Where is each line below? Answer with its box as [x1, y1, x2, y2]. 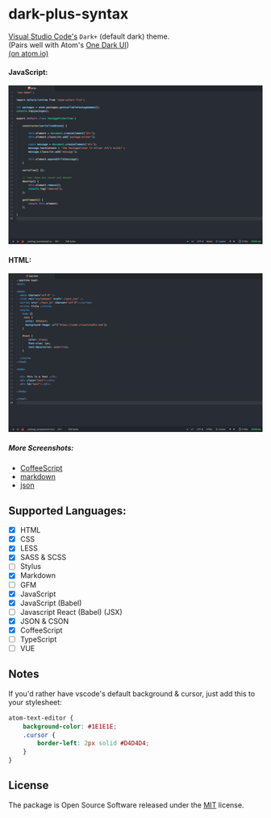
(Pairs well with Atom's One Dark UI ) [8, 39, 130, 49]
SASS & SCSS [19, 553, 67, 563]
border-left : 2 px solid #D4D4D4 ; [37, 739, 150, 748]
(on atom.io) [8, 48, 49, 58]
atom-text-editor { [8, 714, 74, 722]
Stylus [19, 562, 42, 571]
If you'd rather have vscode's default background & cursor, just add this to [8, 688, 256, 698]
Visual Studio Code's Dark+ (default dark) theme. [8, 31, 170, 41]
